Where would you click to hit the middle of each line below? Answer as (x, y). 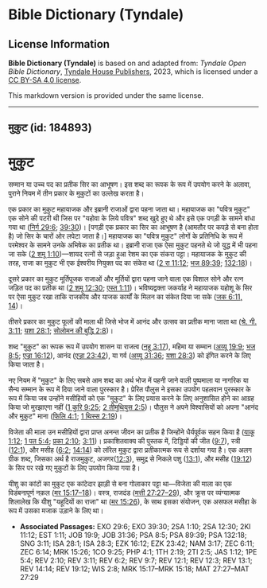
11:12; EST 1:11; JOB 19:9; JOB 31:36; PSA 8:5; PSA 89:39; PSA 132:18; (133, 535)
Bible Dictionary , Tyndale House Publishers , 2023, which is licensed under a (133, 72)
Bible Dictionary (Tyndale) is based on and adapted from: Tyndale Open (127, 63)
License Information (59, 44)
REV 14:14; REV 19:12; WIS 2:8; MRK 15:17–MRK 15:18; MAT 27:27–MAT (135, 569)
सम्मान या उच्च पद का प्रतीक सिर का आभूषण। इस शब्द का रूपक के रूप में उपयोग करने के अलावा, (130, 185)
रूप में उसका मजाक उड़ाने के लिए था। (56, 511)
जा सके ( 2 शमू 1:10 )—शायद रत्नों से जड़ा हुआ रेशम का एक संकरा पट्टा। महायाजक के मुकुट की (127, 254)
